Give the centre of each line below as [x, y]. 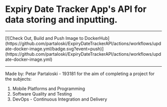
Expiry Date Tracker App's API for [76, 9]
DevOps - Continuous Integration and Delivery [60, 99]
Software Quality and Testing [42, 94]
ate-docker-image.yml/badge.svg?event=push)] [54, 49]
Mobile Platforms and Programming [49, 89]
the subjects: [18, 79]
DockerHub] [97, 38]
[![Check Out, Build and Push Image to [44, 38]
